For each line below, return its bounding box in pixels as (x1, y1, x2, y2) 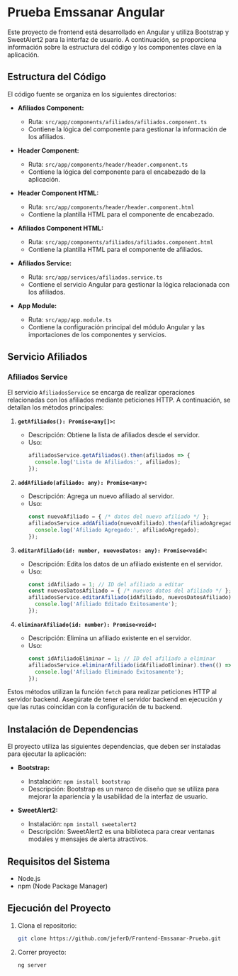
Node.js (17, 874, 41, 883)
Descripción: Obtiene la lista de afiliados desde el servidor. (28, 431, 200, 439)
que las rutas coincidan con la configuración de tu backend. (7, 703, 183, 711)
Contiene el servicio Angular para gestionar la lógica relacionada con (28, 280, 230, 288)
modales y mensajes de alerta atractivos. (28, 835, 149, 843)
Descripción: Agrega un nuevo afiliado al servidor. (28, 492, 175, 500)
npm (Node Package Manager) (17, 882, 108, 891)
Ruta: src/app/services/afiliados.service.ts (28, 273, 163, 281)
